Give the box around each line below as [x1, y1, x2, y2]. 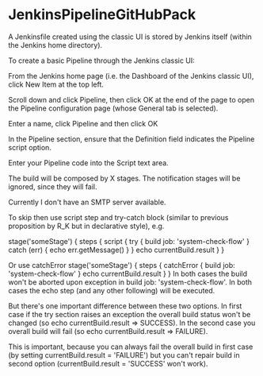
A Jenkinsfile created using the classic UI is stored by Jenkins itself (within [8, 32, 252, 41]
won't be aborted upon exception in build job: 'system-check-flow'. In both [8, 277, 252, 287]
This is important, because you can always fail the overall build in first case [8, 342, 253, 351]
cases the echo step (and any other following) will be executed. [8, 285, 215, 295]
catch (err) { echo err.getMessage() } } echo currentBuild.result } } [8, 245, 225, 254]
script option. [8, 142, 51, 152]
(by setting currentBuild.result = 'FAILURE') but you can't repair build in [8, 350, 240, 359]
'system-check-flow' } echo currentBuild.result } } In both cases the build [8, 269, 248, 278]
